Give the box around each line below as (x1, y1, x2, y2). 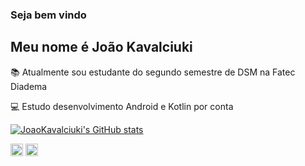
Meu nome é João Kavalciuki (10, 39, 193, 56)
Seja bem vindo (10, 8, 87, 22)
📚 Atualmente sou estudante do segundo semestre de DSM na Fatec (10, 66, 296, 78)
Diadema (10, 80, 48, 92)
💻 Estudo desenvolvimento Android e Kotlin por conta (10, 100, 234, 112)
